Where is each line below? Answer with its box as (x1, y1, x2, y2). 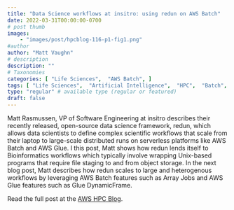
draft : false (7, 95, 46, 102)
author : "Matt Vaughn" (7, 50, 74, 57)
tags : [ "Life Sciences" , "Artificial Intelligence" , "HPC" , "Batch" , (7, 82, 228, 89)
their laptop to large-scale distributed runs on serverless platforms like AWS (7, 136, 226, 144)
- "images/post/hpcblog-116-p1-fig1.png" (20, 36, 142, 43)
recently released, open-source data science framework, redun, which (7, 122, 212, 129)
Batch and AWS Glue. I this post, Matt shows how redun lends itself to (7, 144, 209, 152)
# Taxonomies (7, 69, 46, 76)
